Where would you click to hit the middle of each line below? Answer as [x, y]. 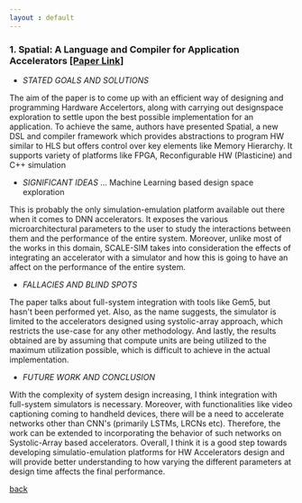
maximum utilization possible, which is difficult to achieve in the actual [140, 349]
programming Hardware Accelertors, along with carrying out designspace [146, 107]
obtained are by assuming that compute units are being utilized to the [138, 340]
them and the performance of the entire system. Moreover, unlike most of [146, 238]
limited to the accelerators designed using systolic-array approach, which [146, 321]
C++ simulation [37, 164]
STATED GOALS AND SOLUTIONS [85, 80]
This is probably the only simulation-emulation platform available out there [147, 210]
